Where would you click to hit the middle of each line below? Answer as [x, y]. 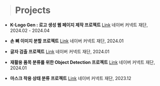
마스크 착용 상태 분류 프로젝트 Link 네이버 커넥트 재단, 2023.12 [70, 78]
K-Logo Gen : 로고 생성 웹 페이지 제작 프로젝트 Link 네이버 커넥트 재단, [79, 25]
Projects [33, 10]
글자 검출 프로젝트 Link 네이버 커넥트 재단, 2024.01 [59, 51]
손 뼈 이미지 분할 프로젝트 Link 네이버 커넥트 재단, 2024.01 [67, 41]
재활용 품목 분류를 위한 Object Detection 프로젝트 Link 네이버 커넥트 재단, [83, 62]
